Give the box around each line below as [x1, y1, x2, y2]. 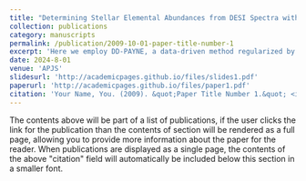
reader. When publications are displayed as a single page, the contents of [9, 143, 286, 155]
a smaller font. [9, 163, 64, 174]
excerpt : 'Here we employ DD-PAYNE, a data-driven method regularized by [9, 47, 296, 56]
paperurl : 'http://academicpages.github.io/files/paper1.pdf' [9, 81, 250, 90]
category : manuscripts [9, 30, 96, 39]
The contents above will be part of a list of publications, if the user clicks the [9, 115, 296, 126]
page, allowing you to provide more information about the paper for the [9, 134, 276, 145]
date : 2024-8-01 [9, 55, 71, 65]
